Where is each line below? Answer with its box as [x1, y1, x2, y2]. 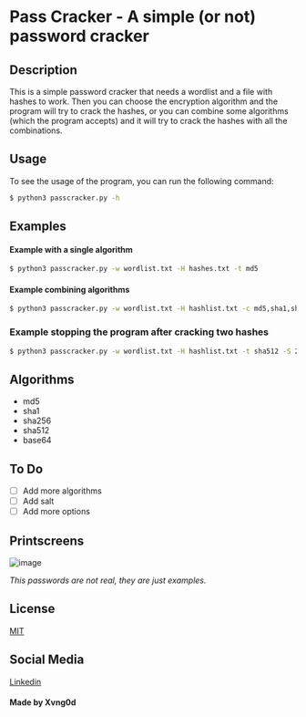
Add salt [22, 495, 55, 507]
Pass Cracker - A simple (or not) [9, 6, 257, 27]
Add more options [22, 506, 91, 517]
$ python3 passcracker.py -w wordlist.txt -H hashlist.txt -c [9, 304, 250, 314]
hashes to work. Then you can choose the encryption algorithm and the [9, 96, 279, 107]
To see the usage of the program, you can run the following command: [9, 175, 275, 186]
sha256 [22, 415, 52, 426]
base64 [22, 435, 52, 446]
